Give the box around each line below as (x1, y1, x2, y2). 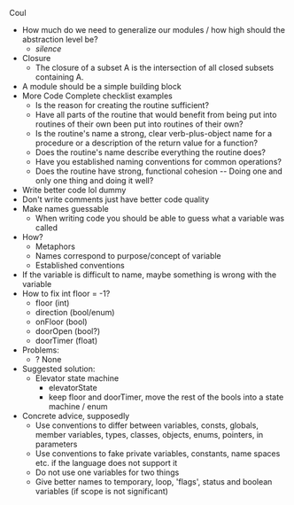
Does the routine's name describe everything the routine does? (35, 147, 266, 158)
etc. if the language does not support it (35, 458, 178, 468)
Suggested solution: (21, 363, 96, 374)
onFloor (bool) (35, 316, 88, 327)
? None (35, 354, 62, 364)
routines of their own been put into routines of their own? (35, 119, 244, 129)
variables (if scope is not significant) (35, 486, 168, 496)
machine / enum (48, 401, 108, 411)
